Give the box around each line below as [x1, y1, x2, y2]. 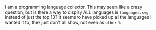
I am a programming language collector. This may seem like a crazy [5, 4, 142, 10]
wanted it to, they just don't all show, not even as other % [5, 19, 121, 25]
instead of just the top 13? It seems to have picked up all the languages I [5, 15, 152, 20]
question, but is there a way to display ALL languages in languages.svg [5, 9, 149, 15]
